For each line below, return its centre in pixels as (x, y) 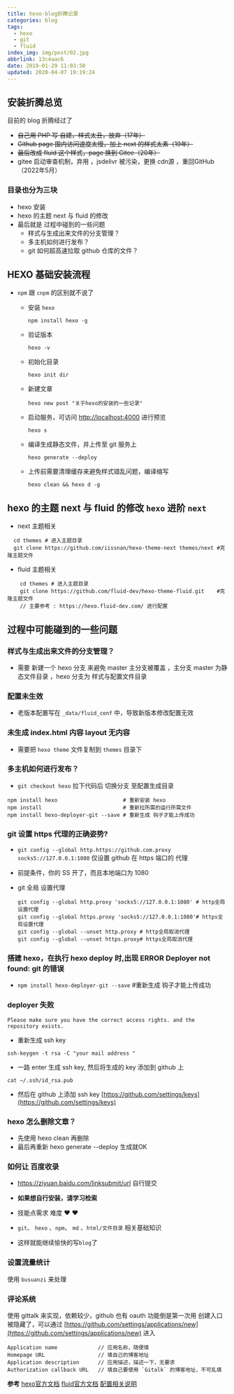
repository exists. (36, 1026)
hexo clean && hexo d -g (64, 485)
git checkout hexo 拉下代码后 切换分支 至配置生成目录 (96, 785)
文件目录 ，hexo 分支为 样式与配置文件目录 (85, 676)
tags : (15, 27)
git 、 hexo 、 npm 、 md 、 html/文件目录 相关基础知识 (89, 1228)
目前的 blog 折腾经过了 (40, 120)
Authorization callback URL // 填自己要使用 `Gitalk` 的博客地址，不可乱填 (115, 1370)
